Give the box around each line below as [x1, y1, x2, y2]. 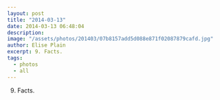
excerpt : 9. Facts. [7, 49, 63, 55]
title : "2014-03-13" [7, 16, 67, 23]
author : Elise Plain [7, 42, 67, 49]
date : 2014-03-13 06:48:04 [7, 23, 85, 29]
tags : [7, 55, 23, 62]
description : [7, 29, 45, 36]
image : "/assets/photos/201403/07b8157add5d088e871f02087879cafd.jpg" [7, 36, 214, 42]
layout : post [7, 10, 45, 17]
